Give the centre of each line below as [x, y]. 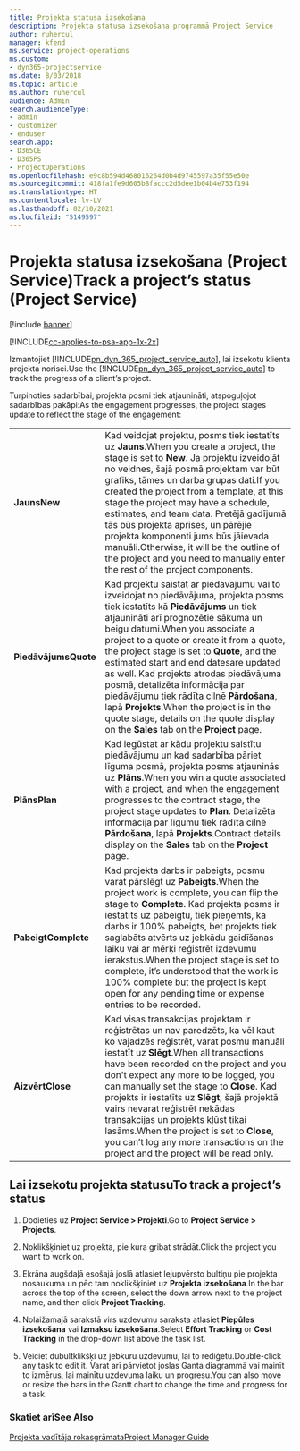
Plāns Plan [35, 800]
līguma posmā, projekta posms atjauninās [192, 766]
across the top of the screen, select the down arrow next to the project [152, 1293]
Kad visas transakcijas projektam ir [178, 1019]
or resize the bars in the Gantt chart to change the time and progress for [155, 1385]
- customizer [33, 126]
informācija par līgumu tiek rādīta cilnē [186, 822]
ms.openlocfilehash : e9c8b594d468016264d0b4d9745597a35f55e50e [129, 175]
